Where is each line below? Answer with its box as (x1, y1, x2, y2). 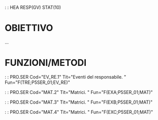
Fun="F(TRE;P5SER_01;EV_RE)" (5, 79, 71, 85)
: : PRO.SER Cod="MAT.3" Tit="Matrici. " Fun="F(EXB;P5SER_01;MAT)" (5, 99, 153, 105)
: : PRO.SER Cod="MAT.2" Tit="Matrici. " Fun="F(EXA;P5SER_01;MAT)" (5, 89, 153, 95)
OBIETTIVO (5, 22, 53, 34)
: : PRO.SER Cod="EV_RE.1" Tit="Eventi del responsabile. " (5, 74, 127, 80)
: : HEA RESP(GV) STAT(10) (5, 5, 61, 10)
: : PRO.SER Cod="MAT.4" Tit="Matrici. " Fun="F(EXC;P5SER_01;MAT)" (5, 109, 153, 115)
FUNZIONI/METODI (5, 57, 87, 68)
